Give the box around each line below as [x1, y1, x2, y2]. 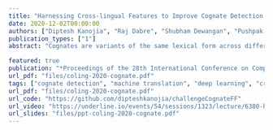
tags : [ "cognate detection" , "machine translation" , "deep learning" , [8, 79, 253, 88]
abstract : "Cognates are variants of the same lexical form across [8, 42, 242, 50]
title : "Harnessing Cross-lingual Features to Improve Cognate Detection [8, 11, 264, 20]
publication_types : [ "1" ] [8, 34, 96, 43]
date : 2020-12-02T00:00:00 [8, 19, 100, 28]
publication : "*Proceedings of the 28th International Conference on [8, 64, 249, 73]
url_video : [8, 102, 45, 110]
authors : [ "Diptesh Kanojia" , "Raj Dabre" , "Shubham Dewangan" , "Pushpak [8, 27, 264, 35]
